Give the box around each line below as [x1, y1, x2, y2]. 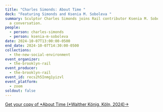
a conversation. [9, 20, 42, 26]
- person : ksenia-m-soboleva [9, 34, 68, 39]
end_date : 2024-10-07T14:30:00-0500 [5, 43, 79, 48]
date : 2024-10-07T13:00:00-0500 [5, 39, 70, 44]
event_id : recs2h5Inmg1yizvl [5, 75, 64, 80]
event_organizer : [5, 57, 40, 62]
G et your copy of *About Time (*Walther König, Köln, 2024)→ [5, 101, 129, 107]
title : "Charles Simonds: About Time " [5, 7, 86, 12]
